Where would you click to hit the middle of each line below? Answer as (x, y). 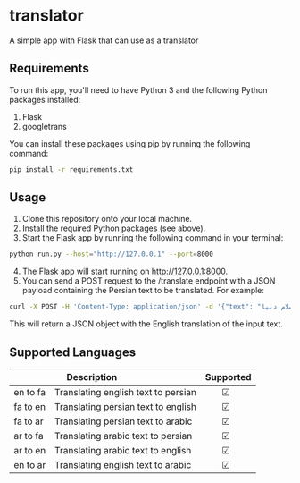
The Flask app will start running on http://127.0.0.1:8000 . (125, 271)
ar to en (30, 450)
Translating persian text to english (125, 407)
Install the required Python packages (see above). (114, 228)
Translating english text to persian (125, 392)
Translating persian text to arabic (124, 421)
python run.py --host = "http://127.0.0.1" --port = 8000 (112, 254)
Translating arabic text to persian (124, 436)
